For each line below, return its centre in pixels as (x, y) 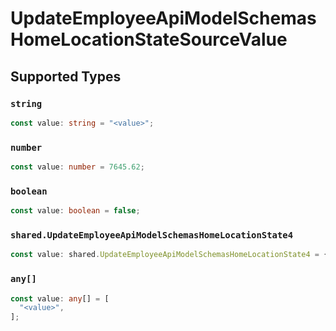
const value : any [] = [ (60, 298)
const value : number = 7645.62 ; (77, 167)
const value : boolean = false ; (75, 211)
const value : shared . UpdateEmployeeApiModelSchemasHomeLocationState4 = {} (171, 255)
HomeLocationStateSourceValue (149, 39)
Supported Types (66, 76)
